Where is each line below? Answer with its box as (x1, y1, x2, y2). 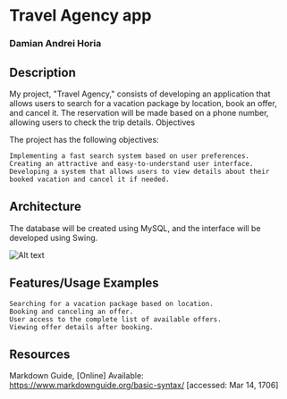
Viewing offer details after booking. (9, 322, 154, 331)
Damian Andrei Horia (9, 37, 102, 50)
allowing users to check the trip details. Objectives (9, 117, 195, 128)
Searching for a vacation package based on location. (9, 299, 215, 308)
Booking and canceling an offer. (9, 307, 134, 316)
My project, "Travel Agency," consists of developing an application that (9, 88, 271, 99)
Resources (9, 346, 71, 362)
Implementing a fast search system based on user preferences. (9, 151, 250, 161)
